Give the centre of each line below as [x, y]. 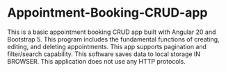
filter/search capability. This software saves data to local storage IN [104, 54]
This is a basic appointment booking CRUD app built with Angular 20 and [112, 32]
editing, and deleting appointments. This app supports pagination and [107, 46]
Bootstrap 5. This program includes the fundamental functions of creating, [114, 39]
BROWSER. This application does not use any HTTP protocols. [96, 61]
